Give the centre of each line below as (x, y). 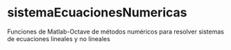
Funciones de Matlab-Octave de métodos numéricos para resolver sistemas (115, 32)
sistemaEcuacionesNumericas (97, 13)
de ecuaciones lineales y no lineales (59, 38)
